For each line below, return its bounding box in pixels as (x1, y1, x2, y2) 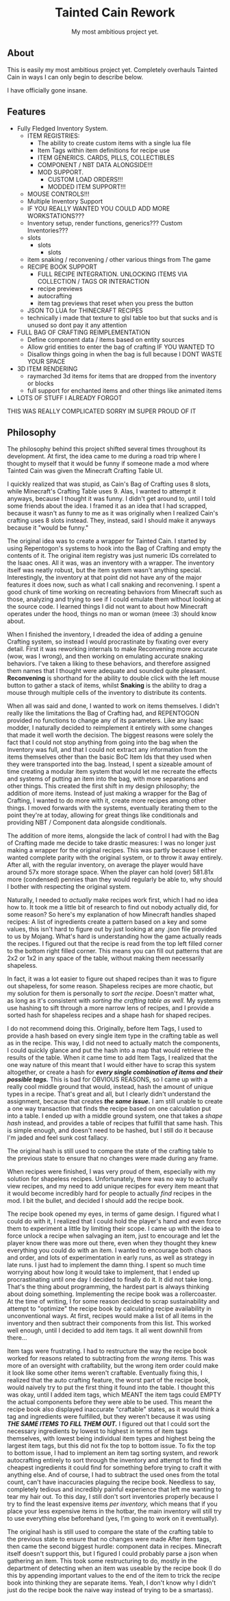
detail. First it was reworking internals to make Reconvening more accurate (7, 645, 218, 653)
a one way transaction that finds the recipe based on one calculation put (7, 1105, 212, 1113)
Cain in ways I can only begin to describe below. (7, 73, 144, 81)
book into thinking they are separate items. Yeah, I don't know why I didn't (7, 1578, 216, 1587)
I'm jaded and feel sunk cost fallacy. (7, 1134, 109, 1142)
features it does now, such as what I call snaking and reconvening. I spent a (7, 580, 220, 589)
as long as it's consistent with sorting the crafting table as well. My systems (7, 997, 221, 1005)
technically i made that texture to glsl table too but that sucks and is (27, 313, 218, 321)
